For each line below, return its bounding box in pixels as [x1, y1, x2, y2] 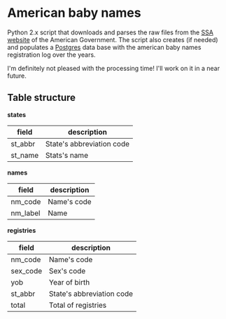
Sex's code [48, 266, 86, 276]
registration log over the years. [7, 50, 96, 59]
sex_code [10, 266, 43, 276]
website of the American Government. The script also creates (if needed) [7, 35, 218, 43]
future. [7, 72, 27, 80]
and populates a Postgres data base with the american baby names [7, 43, 202, 51]
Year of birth [48, 277, 90, 287]
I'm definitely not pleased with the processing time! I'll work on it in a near [7, 64, 220, 72]
